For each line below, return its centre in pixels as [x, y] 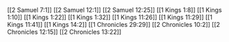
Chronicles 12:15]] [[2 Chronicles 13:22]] [64, 32]
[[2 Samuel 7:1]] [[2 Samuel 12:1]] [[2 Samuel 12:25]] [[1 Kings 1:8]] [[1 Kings [115, 10]
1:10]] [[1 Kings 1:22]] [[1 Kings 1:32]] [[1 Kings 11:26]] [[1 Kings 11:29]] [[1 [110, 17]
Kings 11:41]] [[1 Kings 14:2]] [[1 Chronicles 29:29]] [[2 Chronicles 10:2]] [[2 [113, 24]
